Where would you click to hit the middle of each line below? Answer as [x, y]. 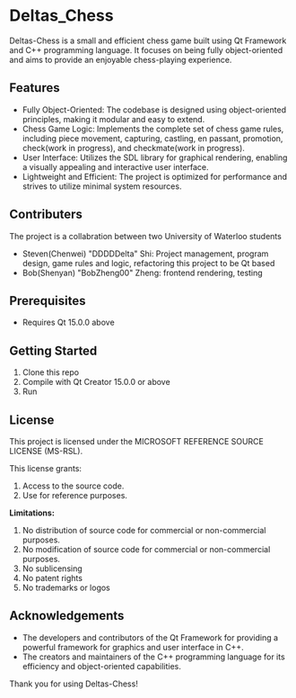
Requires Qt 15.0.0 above [68, 322]
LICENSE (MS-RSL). [46, 451]
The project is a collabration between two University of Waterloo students [146, 236]
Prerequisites [48, 301]
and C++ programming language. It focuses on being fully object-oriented [146, 49]
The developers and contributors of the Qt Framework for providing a [150, 637]
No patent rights [52, 578]
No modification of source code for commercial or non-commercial [146, 549]
